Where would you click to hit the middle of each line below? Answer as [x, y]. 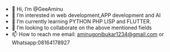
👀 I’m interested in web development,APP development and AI [86, 15]
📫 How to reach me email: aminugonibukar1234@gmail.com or [88, 34]
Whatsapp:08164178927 [41, 43]
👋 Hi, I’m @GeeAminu [37, 9]
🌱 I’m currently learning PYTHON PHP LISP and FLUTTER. [81, 21]
